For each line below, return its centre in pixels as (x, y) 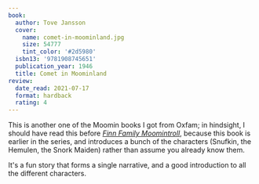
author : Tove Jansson (51, 23)
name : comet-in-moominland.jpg (73, 37)
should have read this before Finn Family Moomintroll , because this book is (129, 133)
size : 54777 (42, 45)
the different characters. (47, 174)
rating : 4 (31, 103)
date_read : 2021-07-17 (52, 88)
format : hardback (44, 96)
